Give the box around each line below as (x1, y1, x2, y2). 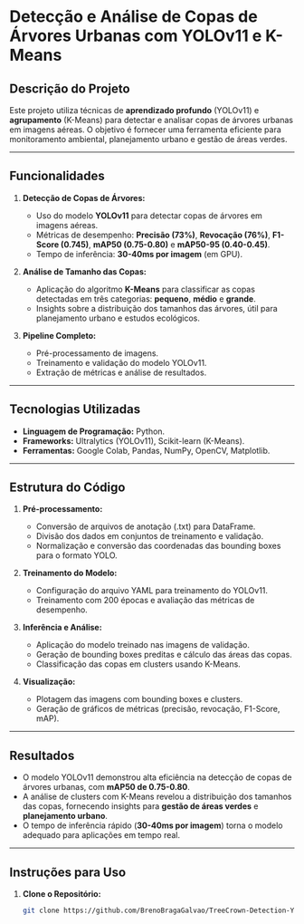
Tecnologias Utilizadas (9, 401, 141, 418)
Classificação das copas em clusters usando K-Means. (35, 659, 242, 669)
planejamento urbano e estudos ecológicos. (35, 313, 201, 323)
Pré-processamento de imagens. (35, 347, 159, 359)
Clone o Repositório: (22, 889, 101, 900)
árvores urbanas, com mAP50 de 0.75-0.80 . (22, 782, 190, 793)
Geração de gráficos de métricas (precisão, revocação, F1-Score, (35, 704, 280, 715)
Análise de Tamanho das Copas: (22, 265, 147, 277)
